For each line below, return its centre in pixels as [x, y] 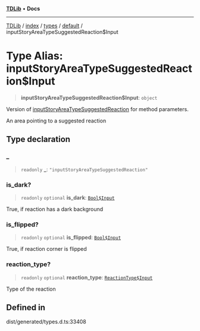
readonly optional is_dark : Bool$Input [68, 197]
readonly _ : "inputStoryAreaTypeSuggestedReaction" [84, 169]
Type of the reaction [31, 289]
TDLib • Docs [23, 9]
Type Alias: [35, 56]
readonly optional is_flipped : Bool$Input [71, 238]
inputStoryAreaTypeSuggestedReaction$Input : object [89, 97]
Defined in [26, 308]
